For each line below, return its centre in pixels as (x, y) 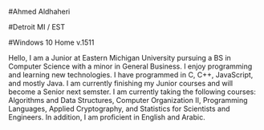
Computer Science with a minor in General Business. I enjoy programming (130, 66)
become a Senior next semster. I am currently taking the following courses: (132, 92)
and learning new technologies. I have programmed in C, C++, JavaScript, (131, 75)
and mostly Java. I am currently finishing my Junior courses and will (121, 83)
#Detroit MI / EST (37, 27)
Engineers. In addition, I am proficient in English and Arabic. (107, 117)
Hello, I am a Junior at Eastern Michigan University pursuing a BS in (120, 58)
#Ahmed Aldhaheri (39, 12)
